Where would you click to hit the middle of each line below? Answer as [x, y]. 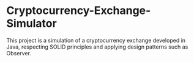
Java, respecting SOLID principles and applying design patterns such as [97, 47]
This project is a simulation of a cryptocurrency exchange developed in [96, 40]
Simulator [32, 23]
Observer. [19, 53]
